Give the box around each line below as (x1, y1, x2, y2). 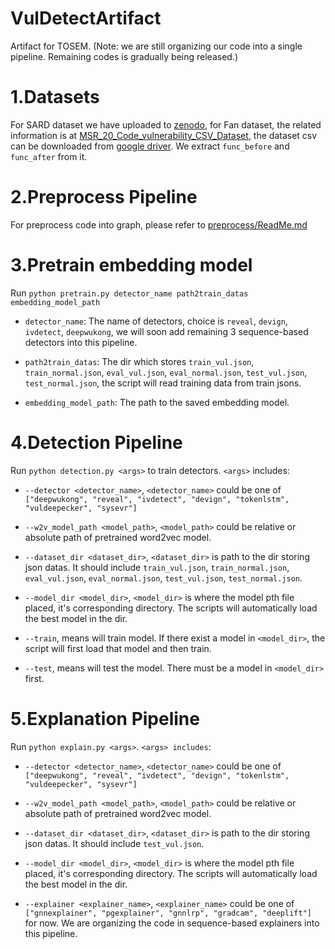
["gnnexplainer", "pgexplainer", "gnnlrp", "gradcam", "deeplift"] (24, 908, 312, 918)
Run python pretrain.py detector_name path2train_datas (10, 287, 249, 299)
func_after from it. (10, 150, 88, 162)
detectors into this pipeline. (24, 336, 138, 348)
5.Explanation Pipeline (10, 707, 200, 730)
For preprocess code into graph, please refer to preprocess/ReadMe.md (10, 218, 308, 231)
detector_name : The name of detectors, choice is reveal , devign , (24, 315, 288, 327)
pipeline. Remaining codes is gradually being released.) (10, 50, 239, 62)
